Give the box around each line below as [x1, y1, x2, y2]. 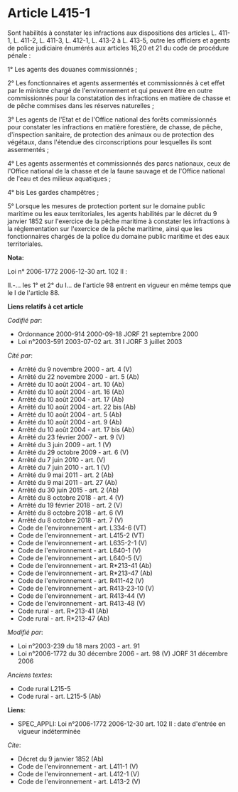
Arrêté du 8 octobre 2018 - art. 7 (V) [17, 515, 124, 524]
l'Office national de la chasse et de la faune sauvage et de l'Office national [7, 166, 225, 175]
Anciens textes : [7, 670, 53, 679]
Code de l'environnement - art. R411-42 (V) [17, 576, 144, 584]
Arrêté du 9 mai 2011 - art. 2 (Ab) [17, 471, 114, 479]
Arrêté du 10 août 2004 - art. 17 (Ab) [17, 395, 124, 403]
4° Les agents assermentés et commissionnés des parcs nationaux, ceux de [7, 159, 231, 168]
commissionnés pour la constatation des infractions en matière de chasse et [7, 94, 231, 102]
